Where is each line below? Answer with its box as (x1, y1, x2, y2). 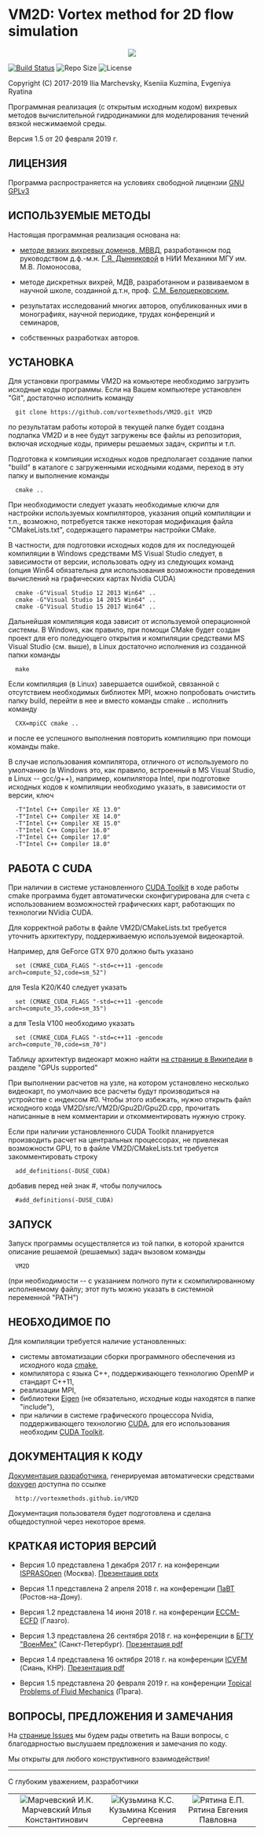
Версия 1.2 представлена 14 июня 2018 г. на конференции (19, 1607, 214, 1617)
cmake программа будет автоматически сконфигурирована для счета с (8, 891, 251, 901)
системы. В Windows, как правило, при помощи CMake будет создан (8, 625, 240, 635)
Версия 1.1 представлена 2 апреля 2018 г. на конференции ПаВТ (19, 1584, 235, 1593)
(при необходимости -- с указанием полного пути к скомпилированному (8, 1276, 255, 1285)
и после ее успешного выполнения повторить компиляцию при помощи (8, 734, 251, 743)
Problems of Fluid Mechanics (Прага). (19, 1687, 144, 1696)
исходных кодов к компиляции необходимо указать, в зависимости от (8, 782, 246, 792)
